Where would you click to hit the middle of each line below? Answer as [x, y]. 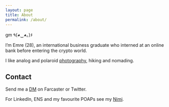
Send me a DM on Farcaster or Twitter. [46, 89]
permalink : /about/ [26, 20]
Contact [18, 77]
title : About [19, 15]
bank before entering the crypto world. [46, 51]
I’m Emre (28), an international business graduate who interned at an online [85, 45]
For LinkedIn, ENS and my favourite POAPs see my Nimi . [65, 99]
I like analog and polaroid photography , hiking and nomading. [70, 61]
